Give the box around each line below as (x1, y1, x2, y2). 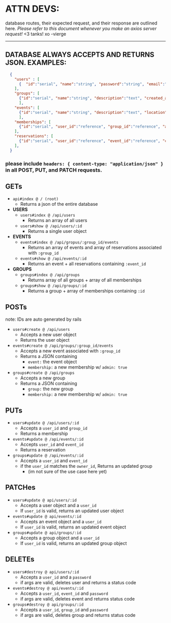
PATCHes (5, 483, 36, 492)
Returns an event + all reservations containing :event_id (27, 261, 146, 267)
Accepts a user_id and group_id (20, 425, 88, 431)
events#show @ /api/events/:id (20, 256, 87, 261)
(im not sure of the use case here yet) (27, 468, 107, 474)
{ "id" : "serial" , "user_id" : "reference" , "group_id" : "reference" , (18, 124, 160, 129)
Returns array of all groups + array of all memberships (27, 277, 141, 283)
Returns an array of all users (27, 218, 88, 224)
